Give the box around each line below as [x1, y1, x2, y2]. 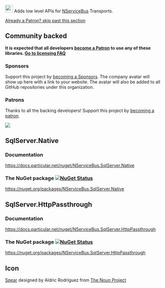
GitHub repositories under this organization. [5, 84, 94, 90]
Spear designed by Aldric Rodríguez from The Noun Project [5, 277, 126, 283]
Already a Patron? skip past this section [5, 18, 85, 23]
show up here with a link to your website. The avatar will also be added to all [5, 79, 161, 85]
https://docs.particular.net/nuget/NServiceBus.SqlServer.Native [5, 163, 135, 169]
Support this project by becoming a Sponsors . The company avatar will [5, 74, 150, 80]
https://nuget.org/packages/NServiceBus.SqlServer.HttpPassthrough [5, 250, 146, 256]
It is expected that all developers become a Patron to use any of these [5, 45, 151, 51]
